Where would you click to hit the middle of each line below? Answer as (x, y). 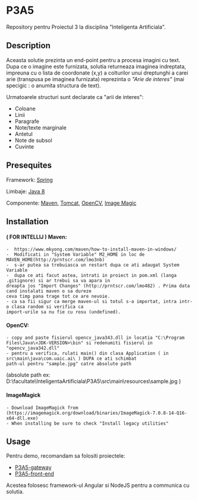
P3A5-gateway (33, 467)
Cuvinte (24, 146)
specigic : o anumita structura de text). (54, 85)
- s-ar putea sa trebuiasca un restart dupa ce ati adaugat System (93, 265)
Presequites (29, 166)
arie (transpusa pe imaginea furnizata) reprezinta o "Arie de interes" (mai (95, 79)
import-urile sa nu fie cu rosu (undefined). (63, 312)
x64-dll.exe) (22, 418)
